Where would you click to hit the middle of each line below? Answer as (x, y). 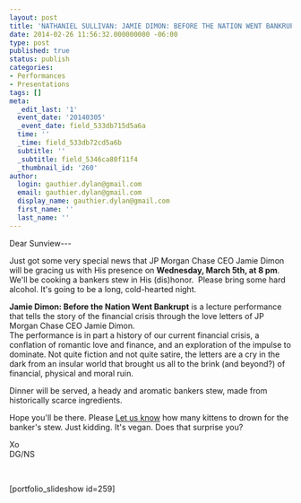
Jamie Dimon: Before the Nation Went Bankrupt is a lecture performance (146, 307)
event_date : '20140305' (61, 117)
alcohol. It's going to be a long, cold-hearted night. (103, 289)
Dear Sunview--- (40, 243)
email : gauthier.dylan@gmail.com (80, 193)
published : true (39, 51)
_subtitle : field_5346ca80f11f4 (78, 159)
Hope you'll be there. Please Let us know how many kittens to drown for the (149, 417)
